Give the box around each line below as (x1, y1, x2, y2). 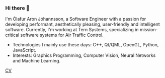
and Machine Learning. (12, 58, 61, 64)
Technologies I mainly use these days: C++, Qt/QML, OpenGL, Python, (12, 42, 159, 48)
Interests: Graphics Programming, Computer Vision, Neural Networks (12, 52, 156, 58)
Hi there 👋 (5, 5, 30, 12)
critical (5, 32, 20, 38)
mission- (139, 27, 158, 33)
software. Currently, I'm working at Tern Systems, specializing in (5, 27, 139, 33)
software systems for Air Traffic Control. (20, 32, 104, 38)
